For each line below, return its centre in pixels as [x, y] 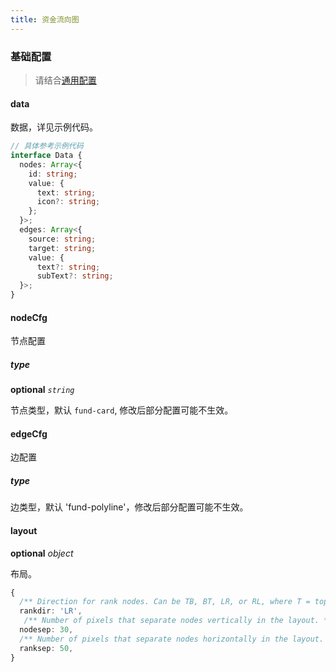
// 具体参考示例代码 [47, 146]
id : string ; [53, 174]
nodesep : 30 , [46, 630]
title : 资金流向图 [45, 19]
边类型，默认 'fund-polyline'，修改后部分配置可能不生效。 [129, 507]
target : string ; [62, 248]
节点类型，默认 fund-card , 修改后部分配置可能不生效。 [122, 410]
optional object [42, 553]
